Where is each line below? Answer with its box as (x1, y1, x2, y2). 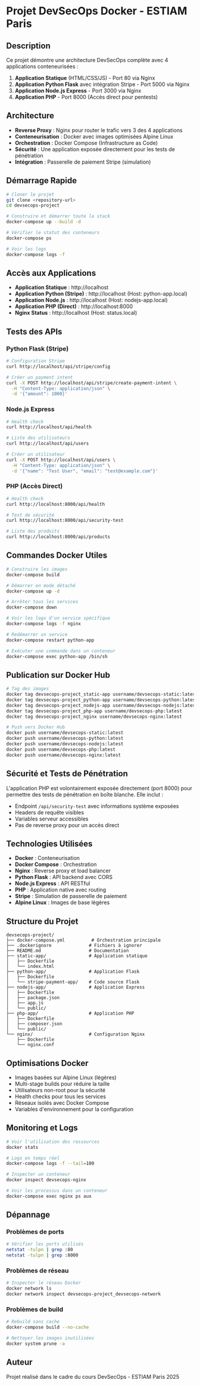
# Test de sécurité (6, 512, 55, 518)
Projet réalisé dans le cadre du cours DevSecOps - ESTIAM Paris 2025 (6, 1373, 180, 1380)
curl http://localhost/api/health (6, 424, 92, 431)
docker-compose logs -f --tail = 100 (6, 1160, 95, 1167)
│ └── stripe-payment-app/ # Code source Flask (6, 979, 140, 985)
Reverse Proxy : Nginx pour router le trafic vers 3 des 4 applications (14, 127, 183, 134)
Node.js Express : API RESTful (14, 880, 90, 887)
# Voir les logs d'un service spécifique (6, 615, 111, 622)
